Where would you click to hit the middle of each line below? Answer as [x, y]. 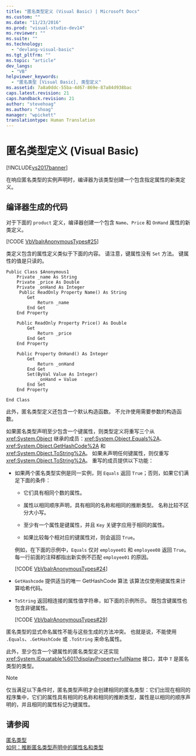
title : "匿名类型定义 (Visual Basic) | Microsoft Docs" [73, 11]
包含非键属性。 [32, 608]
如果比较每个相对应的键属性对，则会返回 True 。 [81, 537]
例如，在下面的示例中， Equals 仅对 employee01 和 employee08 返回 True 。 [102, 549]
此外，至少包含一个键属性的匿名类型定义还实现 [62, 651]
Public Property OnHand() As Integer [63, 354]
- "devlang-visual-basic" [43, 50]
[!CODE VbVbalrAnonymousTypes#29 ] [61, 619]
